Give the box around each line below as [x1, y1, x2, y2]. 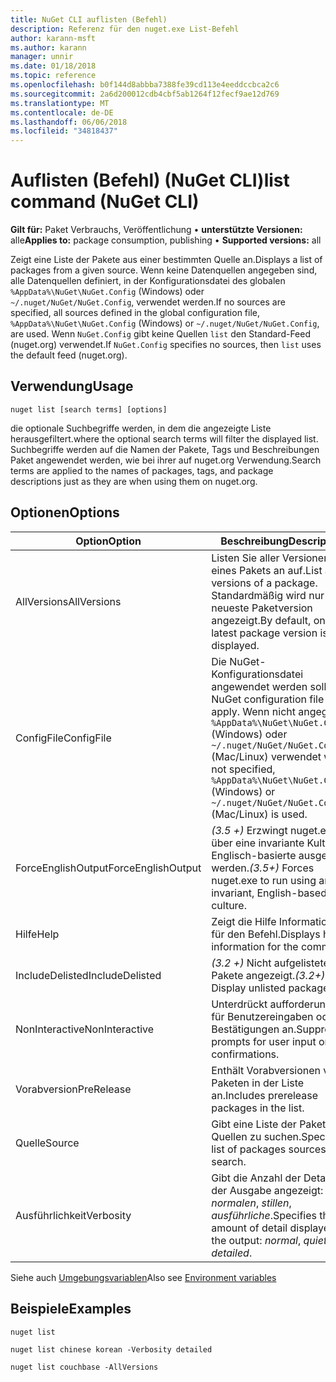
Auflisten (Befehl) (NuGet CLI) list [10, 169, 290, 192]
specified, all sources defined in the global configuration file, [10, 307, 260, 319]
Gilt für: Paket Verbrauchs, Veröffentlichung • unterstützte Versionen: [10, 224, 303, 236]
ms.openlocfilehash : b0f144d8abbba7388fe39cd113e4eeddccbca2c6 [10, 80, 280, 90]
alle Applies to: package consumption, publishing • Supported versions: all [10, 234, 322, 246]
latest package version [211, 626, 318, 640]
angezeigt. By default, [211, 613, 312, 627]
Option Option [75, 534, 142, 548]
